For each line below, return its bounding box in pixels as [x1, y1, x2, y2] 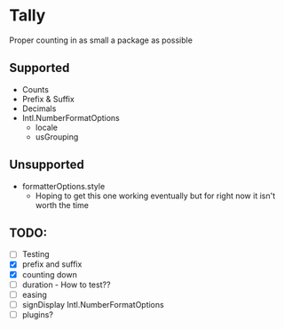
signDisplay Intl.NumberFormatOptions [21, 299, 164, 309]
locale [35, 122, 58, 132]
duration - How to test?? [21, 279, 111, 290]
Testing [21, 249, 51, 260]
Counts [21, 84, 49, 94]
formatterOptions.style [21, 181, 106, 191]
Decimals [21, 103, 57, 114]
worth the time [35, 199, 89, 210]
